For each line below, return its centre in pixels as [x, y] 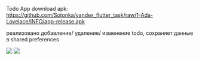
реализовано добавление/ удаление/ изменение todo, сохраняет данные [100, 33]
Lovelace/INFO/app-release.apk [45, 21]
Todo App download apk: [37, 9]
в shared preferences [33, 39]
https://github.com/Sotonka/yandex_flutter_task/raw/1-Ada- [80, 15]
